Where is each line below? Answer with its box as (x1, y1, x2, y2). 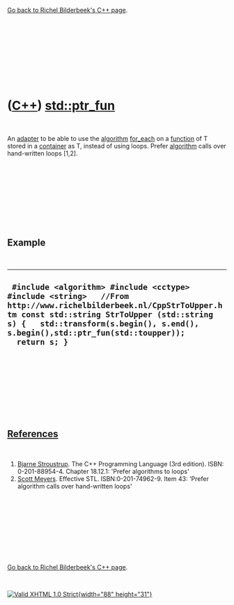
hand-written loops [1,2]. (7, 149, 78, 158)
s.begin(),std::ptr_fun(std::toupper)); (7, 328, 186, 338)
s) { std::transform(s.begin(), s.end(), (7, 319, 200, 329)
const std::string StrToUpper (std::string (21, 309, 214, 320)
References (7, 428, 58, 440)
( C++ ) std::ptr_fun (7, 98, 116, 114)
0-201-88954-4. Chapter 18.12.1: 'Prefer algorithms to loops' (17, 467, 189, 476)
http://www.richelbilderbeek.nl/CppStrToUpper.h (7, 300, 223, 311)
